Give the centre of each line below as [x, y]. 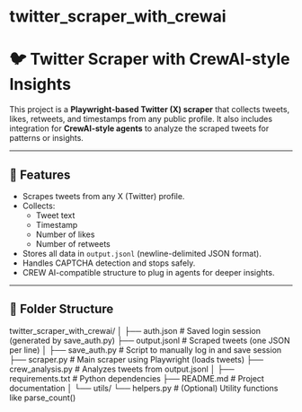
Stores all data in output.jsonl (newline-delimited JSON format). [142, 253]
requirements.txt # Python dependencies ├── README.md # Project [137, 378]
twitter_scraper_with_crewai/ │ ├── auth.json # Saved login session [135, 330]
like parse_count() [43, 398]
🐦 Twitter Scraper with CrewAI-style [150, 59]
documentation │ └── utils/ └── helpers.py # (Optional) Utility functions [144, 388]
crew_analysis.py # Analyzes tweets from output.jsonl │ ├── [122, 369]
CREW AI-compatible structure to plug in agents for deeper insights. [148, 272]
